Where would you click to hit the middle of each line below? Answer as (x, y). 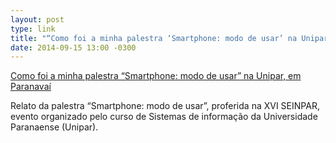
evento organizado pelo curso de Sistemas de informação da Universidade (164, 117)
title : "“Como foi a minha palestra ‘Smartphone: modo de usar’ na (154, 38)
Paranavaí (31, 87)
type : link (33, 29)
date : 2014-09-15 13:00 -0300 (73, 47)
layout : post (37, 19)
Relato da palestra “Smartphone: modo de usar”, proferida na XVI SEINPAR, (165, 106)
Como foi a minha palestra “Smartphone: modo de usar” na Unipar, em (156, 76)
